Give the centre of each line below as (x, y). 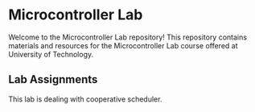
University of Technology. (51, 54)
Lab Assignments (53, 79)
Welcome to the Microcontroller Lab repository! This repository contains (128, 37)
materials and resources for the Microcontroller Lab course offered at (123, 45)
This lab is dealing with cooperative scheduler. (85, 99)
